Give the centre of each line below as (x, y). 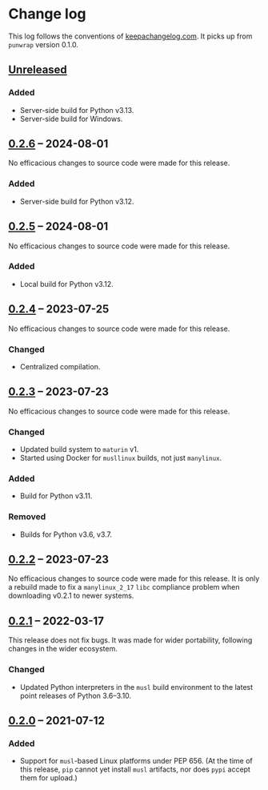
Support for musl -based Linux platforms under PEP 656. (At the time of (136, 761)
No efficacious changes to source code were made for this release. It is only (134, 578)
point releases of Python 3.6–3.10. (76, 695)
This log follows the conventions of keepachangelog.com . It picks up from (130, 36)
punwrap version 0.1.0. (43, 44)
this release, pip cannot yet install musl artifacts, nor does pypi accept (135, 769)
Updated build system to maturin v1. (79, 449)
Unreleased (38, 70)
